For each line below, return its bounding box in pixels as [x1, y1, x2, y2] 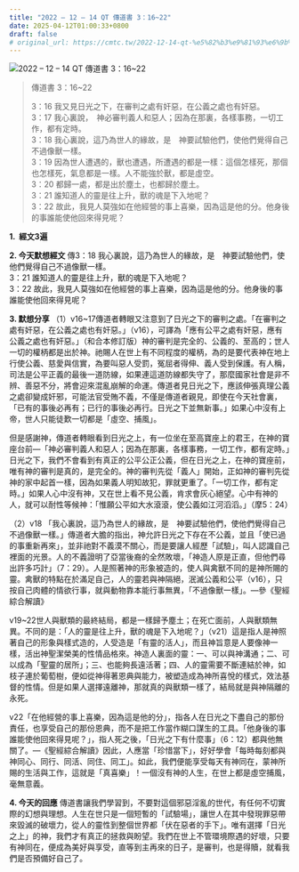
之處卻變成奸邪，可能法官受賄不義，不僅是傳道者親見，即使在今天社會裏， [9, 392, 282, 402]
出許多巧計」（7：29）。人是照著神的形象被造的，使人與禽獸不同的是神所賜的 [9, 562, 289, 574]
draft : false [9, 29, 58, 38]
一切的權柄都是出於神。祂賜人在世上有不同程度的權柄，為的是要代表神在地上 [9, 347, 290, 358]
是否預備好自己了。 [16, 853, 87, 864]
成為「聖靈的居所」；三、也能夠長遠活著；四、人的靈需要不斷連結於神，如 [16, 659, 287, 670]
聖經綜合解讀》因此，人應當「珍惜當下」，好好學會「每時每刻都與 [47, 745, 287, 756]
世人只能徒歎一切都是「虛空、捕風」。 [24, 414, 162, 424]
